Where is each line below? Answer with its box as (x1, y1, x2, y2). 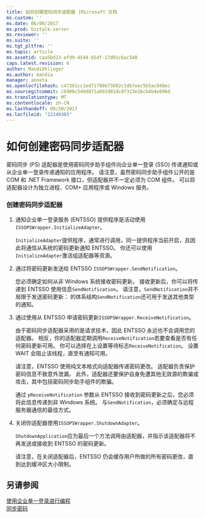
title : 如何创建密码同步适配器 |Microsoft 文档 (6, 9, 118, 15)
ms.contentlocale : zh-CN (6, 100, 70, 106)
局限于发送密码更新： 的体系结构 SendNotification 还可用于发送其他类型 (15, 293, 195, 300)
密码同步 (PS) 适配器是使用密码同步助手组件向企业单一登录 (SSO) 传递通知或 (6, 161, 198, 168)
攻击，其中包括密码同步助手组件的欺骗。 (15, 377, 117, 385)
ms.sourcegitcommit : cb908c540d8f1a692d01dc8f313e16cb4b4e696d (6, 89, 171, 95)
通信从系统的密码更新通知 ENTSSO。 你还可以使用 (26, 244, 153, 251)
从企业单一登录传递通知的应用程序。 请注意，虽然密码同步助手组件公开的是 (6, 169, 195, 176)
